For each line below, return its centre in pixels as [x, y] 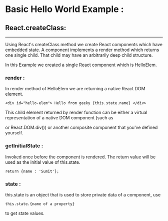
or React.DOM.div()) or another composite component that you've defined [81, 128]
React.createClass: [36, 28]
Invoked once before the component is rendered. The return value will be [80, 157]
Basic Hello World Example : [64, 9]
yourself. [14, 133]
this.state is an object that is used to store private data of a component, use [83, 194]
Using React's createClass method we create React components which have [84, 44]
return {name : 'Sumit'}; [32, 171]
